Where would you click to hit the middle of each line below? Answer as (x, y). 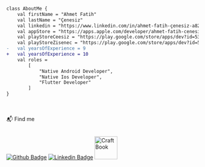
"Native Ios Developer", (70, 77)
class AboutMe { (27, 9)
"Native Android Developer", (76, 71)
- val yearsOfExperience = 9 (46, 49)
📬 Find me (20, 119)
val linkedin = (37, 26)
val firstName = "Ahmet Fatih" (57, 14)
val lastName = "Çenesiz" (50, 20)
